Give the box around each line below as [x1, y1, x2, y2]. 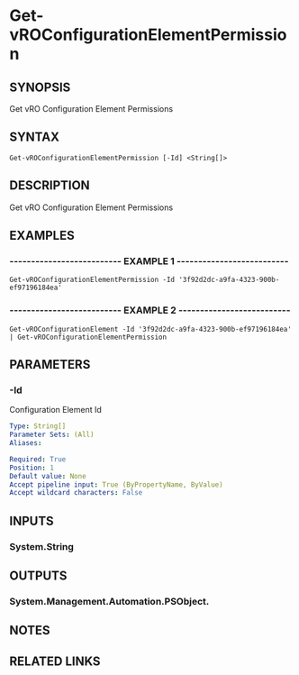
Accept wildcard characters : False [9, 488, 143, 497]
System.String [9, 540, 75, 552]
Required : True [9, 454, 67, 464]
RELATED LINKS [9, 653, 101, 669]
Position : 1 [9, 463, 54, 472]
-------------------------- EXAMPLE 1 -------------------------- [9, 254, 289, 267]
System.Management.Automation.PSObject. [9, 595, 210, 607]
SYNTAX [9, 130, 60, 145]
